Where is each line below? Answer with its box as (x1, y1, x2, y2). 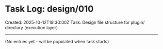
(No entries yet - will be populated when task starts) (5, 38, 109, 44)
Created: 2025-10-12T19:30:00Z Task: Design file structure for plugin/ (5, 19, 145, 25)
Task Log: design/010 (5, 3, 94, 15)
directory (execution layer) (5, 24, 58, 30)
